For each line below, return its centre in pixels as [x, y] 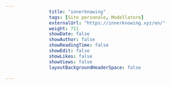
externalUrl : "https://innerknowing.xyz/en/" [107, 23]
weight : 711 [64, 28]
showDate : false [69, 34]
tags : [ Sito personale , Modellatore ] [96, 17]
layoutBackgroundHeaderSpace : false [95, 67]
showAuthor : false [72, 40]
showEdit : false [69, 51]
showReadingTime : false [79, 45]
